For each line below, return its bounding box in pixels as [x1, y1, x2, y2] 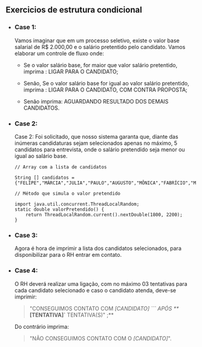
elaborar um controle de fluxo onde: [14, 50, 104, 57]
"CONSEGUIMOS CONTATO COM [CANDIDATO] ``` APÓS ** [29, 305, 179, 312]
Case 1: [14, 23, 37, 31]
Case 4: [14, 266, 38, 275]
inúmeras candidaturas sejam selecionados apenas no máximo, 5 [14, 139, 178, 147]
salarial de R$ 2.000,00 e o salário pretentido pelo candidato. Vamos [14, 43, 186, 50]
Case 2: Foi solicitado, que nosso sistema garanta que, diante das [14, 133, 179, 140]
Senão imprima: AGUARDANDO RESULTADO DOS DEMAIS [23, 97, 169, 105]
